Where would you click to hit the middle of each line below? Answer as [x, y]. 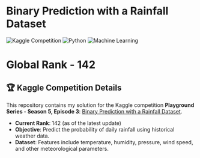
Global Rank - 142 [51, 65]
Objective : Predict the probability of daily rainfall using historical [95, 129]
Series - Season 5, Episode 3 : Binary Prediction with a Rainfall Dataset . [94, 111]
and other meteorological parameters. [62, 148]
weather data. [32, 136]
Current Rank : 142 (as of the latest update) [68, 123]
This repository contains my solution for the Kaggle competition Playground [100, 105]
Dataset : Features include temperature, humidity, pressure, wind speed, [104, 142]
